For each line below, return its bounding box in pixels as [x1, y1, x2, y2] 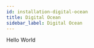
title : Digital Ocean [6, 14, 61, 20]
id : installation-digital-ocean [6, 8, 88, 15]
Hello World [6, 37, 36, 44]
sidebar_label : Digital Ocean [6, 20, 83, 26]
